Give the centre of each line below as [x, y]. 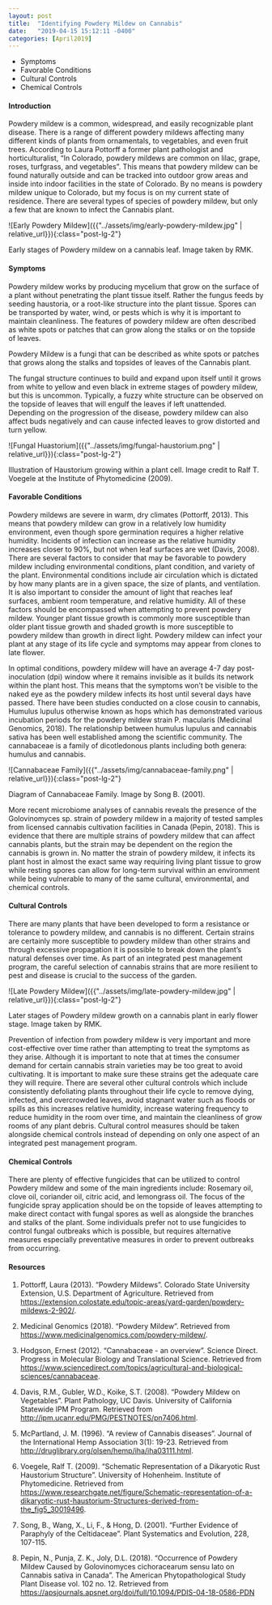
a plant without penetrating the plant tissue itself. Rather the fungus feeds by [136, 295]
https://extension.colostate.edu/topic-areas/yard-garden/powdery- [132, 1302]
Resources [27, 1267]
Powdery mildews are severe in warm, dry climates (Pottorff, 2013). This [129, 514]
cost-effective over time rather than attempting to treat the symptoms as [129, 1049]
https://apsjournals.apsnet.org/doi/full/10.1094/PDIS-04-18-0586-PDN [137, 1593]
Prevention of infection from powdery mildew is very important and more [130, 1040]
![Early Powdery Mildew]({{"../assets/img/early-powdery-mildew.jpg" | [125, 226]
